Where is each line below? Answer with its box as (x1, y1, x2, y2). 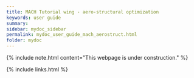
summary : (6, 20, 29, 26)
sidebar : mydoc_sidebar (6, 26, 67, 32)
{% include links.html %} (6, 66, 68, 73)
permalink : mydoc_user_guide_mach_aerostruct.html (6, 32, 137, 38)
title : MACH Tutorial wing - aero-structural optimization (6, 9, 159, 15)
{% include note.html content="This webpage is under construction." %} (6, 54, 189, 61)
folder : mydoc (6, 37, 43, 43)
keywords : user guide (6, 15, 61, 21)
